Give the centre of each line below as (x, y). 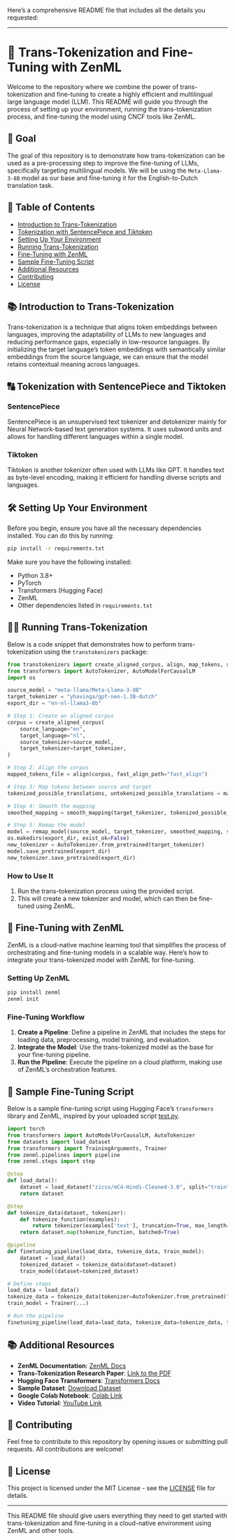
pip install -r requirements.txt (56, 549)
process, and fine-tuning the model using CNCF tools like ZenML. (102, 116)
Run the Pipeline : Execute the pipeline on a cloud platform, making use (120, 1062)
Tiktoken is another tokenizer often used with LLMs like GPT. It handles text (116, 470)
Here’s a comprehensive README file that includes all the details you (106, 10)
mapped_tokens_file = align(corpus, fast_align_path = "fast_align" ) (108, 774)
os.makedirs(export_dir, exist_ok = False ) (69, 838)
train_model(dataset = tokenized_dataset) (79, 1271)
